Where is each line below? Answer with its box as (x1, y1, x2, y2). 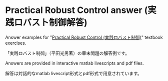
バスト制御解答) (22, 17, 87, 28)
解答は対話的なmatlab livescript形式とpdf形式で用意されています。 (5, 70, 142, 76)
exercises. (5, 40, 26, 46)
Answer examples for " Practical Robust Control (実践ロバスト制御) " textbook (5, 34, 163, 40)
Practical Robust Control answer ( (5, 4, 148, 16)
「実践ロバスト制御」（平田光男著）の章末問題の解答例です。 (5, 50, 130, 56)
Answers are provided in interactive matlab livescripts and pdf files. (5, 60, 144, 66)
